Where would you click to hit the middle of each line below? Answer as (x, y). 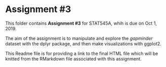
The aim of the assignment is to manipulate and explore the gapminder (79, 38)
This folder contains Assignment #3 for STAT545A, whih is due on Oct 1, (81, 23)
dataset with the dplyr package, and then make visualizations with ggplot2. (84, 43)
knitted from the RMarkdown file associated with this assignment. (73, 58)
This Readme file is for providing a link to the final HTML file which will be (82, 53)
